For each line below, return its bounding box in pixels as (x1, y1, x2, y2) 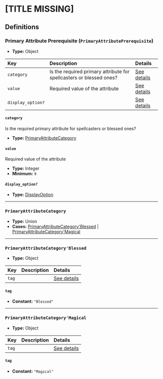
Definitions (5, 23, 39, 31)
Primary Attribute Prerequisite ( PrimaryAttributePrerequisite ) (5, 37, 154, 44)
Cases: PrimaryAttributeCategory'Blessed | (12, 223, 99, 229)
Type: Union (12, 218, 37, 224)
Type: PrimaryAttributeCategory (12, 135, 77, 141)
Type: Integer (12, 165, 40, 171)
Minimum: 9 (12, 171, 37, 177)
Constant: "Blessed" (12, 298, 54, 305)
